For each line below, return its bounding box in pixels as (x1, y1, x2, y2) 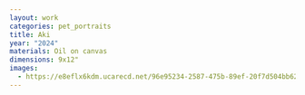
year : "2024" (9, 38, 59, 48)
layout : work (9, 13, 59, 23)
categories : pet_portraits (9, 22, 112, 31)
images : (9, 64, 39, 73)
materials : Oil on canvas (9, 47, 107, 56)
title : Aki (9, 30, 51, 39)
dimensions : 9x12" (9, 55, 79, 64)
